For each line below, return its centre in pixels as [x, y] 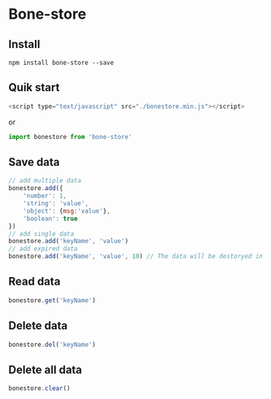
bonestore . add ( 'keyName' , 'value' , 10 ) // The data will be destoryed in [136, 257]
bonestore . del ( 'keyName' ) [52, 345]
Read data [34, 282]
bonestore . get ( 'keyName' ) [52, 300]
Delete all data [45, 369]
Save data [34, 162]
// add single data [41, 234]
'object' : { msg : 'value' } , [67, 211]
